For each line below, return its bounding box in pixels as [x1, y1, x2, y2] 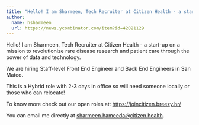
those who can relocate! [6, 89, 65, 96]
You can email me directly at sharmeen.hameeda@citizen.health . [6, 112, 165, 119]
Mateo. [6, 71, 24, 78]
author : [6, 14, 25, 20]
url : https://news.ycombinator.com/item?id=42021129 [11, 25, 145, 31]
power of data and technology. [6, 54, 81, 61]
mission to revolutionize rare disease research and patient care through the [6, 48, 190, 55]
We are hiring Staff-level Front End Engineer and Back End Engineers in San [6, 65, 191, 73]
